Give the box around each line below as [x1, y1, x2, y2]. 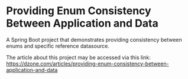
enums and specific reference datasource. [6, 42, 109, 50]
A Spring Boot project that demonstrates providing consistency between [6, 36, 182, 43]
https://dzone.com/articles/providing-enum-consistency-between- [6, 60, 170, 67]
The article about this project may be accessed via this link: [6, 54, 151, 61]
